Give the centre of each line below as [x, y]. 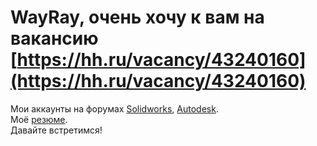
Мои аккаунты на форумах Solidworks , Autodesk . [114, 108]
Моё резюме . [39, 119]
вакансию [54, 38]
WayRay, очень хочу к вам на [137, 17]
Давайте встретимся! [56, 130]
